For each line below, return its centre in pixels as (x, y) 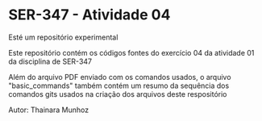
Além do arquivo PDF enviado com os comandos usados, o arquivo (120, 77)
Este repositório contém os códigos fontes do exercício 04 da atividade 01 (131, 52)
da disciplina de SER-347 (50, 61)
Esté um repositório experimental (63, 37)
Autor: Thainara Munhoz (49, 110)
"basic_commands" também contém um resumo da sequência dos (119, 86)
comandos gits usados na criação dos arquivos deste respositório (118, 94)
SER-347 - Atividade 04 (89, 15)
